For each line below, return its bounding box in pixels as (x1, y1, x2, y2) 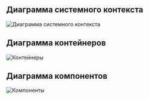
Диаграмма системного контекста (6, 5, 144, 15)
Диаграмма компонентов (6, 71, 108, 81)
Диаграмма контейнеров (6, 38, 106, 48)
